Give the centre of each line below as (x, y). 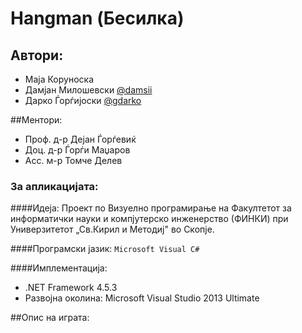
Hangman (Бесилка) (97, 18)
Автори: (37, 55)
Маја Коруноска (59, 79)
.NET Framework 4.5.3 (71, 288)
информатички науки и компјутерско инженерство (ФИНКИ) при (149, 219)
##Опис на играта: (50, 318)
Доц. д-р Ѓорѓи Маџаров (77, 150)
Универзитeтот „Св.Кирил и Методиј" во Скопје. (112, 229)
